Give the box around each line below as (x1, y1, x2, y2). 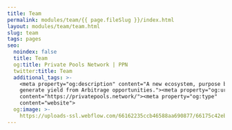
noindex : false (13, 49, 57, 56)
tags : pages (7, 36, 41, 43)
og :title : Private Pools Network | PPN (13, 61, 128, 68)
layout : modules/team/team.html (7, 23, 100, 30)
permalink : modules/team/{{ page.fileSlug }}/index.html (7, 17, 175, 23)
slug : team (7, 29, 39, 36)
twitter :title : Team (13, 67, 72, 74)
